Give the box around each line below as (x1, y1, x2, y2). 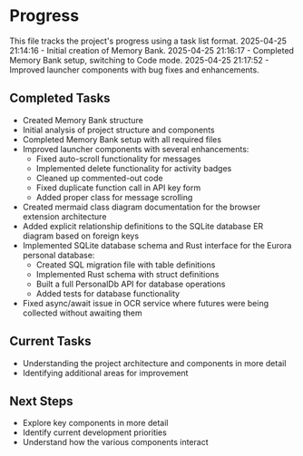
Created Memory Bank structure (22, 114, 143, 125)
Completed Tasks (9, 91, 111, 106)
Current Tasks (9, 334, 92, 349)
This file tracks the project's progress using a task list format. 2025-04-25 (9, 35, 288, 46)
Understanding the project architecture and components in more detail (22, 357, 287, 368)
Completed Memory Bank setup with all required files (22, 133, 222, 145)
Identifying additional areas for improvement (22, 367, 189, 378)
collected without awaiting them (22, 307, 142, 318)
